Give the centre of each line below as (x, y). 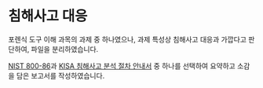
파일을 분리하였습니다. (65, 49)
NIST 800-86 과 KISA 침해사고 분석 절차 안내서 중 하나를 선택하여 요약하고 (122, 66)
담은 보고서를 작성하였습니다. (60, 75)
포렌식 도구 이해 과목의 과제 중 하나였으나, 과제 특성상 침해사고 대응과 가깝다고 (128, 39)
